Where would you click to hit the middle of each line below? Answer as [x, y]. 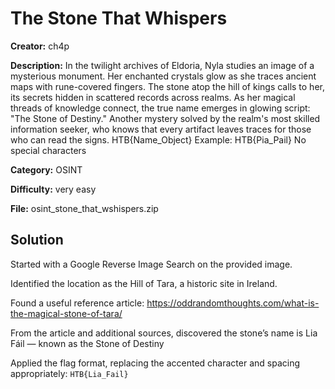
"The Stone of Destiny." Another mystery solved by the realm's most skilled [165, 118]
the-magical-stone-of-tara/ [66, 313]
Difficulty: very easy [53, 189]
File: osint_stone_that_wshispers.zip [84, 208]
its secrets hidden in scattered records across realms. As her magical [153, 97]
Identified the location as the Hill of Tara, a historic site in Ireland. [144, 283]
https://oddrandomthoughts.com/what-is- [233, 303]
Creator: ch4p [40, 46]
